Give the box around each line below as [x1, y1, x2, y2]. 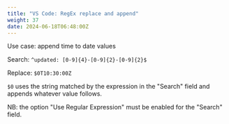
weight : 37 [7, 17, 39, 24]
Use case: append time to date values [7, 42, 117, 51]
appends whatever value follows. [7, 89, 103, 98]
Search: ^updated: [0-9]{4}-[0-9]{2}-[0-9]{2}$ [7, 55, 147, 64]
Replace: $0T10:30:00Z [7, 69, 72, 77]
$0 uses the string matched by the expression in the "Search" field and [7, 82, 210, 91]
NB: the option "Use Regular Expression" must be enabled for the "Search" [7, 103, 223, 112]
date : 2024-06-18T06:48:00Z [7, 23, 89, 30]
